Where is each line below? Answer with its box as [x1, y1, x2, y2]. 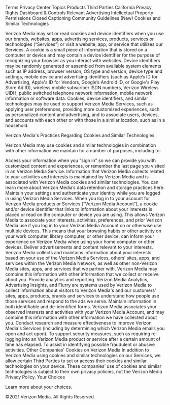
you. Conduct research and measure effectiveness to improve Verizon [5, 320, 152, 326]
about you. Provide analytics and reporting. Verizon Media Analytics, [5, 277, 149, 282]
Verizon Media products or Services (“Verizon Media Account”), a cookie [5, 201, 158, 207]
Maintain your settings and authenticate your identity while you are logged [5, 190, 161, 196]
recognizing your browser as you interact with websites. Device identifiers [5, 58, 160, 63]
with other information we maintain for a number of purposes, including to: [5, 148, 161, 153]
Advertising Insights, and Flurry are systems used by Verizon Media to [5, 282, 152, 288]
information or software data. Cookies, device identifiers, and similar [5, 95, 149, 101]
